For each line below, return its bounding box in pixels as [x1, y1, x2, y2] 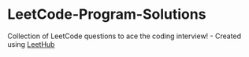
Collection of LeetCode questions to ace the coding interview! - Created [7, 31, 242, 41]
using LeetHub [7, 39, 55, 48]
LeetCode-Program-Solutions [7, 5, 206, 23]
